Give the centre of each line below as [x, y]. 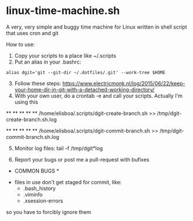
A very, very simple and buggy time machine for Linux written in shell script [97, 27]
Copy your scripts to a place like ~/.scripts [65, 55]
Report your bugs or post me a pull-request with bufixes [82, 159]
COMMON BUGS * [37, 171]
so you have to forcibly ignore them [49, 212]
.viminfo [33, 194]
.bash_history [39, 188]
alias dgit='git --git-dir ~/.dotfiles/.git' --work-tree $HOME [86, 72]
